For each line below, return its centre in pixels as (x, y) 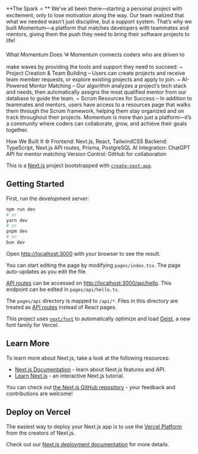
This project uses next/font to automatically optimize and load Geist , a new (98, 318)
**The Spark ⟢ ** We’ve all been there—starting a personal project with (94, 9)
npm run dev (21, 209)
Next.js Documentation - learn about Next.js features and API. (90, 369)
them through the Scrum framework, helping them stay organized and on (95, 111)
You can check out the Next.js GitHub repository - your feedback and (91, 387)
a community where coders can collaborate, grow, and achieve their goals (97, 123)
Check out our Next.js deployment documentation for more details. (88, 444)
